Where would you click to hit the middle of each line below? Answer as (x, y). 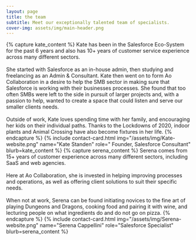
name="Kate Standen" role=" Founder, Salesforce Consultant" (115, 144)
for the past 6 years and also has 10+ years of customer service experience (98, 51)
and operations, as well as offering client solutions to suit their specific (92, 182)
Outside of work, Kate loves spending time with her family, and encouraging (98, 119)
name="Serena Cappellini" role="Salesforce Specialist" (107, 225)
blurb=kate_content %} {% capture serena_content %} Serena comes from (97, 151)
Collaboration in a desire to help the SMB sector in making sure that (88, 82)
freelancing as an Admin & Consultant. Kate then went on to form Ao (89, 76)
